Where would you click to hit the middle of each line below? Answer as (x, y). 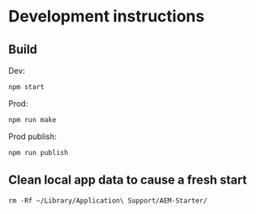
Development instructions (107, 16)
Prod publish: (32, 136)
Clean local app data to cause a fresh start (128, 180)
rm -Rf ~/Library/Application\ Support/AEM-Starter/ (108, 201)
